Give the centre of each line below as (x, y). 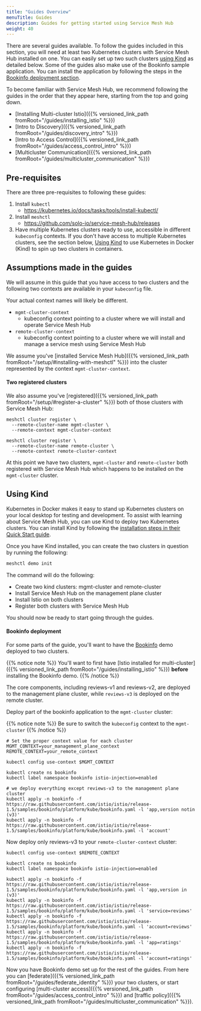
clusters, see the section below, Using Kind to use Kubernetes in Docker (104, 242)
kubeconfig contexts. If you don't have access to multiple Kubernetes (100, 236)
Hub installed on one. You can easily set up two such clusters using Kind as (100, 58)
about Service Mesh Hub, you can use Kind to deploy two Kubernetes (93, 521)
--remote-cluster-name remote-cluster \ (63, 446)
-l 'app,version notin (167, 809)
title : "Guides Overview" (39, 12)
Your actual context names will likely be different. (67, 300)
